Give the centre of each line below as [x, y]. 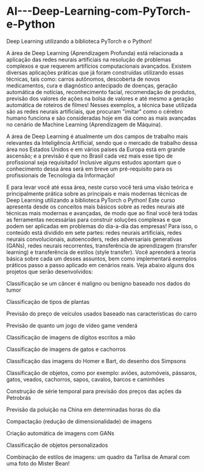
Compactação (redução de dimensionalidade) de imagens [79, 421]
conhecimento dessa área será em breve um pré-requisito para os [89, 169]
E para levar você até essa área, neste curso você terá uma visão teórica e [100, 187]
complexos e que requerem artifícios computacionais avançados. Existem [99, 66]
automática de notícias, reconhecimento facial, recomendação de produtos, [101, 92]
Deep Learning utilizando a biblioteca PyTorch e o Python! [79, 41]
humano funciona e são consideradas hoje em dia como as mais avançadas [101, 118]
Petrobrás [19, 397]
